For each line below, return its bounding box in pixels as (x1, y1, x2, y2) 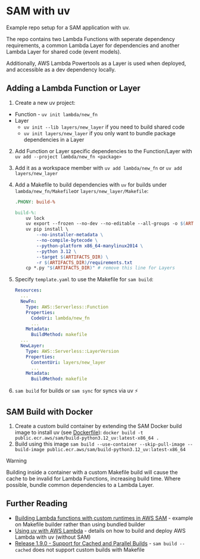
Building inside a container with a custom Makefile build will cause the (6, 468, 178, 476)
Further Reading (6, 499, 68, 509)
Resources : (14, 287, 42, 293)
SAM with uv (6, 4, 70, 18)
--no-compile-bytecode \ (36, 237, 98, 243)
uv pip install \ (26, 226, 68, 232)
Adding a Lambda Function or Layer (6, 83, 141, 94)
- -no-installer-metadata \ (36, 232, 104, 238)
